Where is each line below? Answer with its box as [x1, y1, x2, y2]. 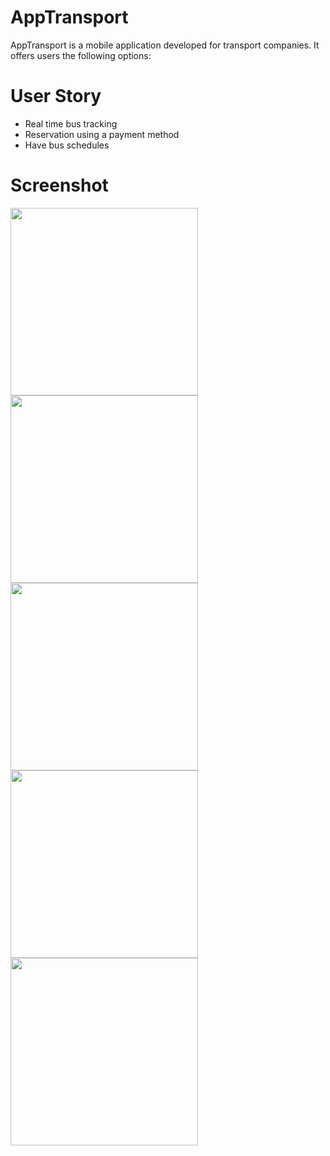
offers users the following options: [10, 49, 152, 61]
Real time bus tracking [24, 117, 118, 130]
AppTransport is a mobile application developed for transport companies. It [10, 39, 320, 51]
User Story [10, 85, 102, 108]
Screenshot [10, 174, 109, 197]
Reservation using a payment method [24, 128, 180, 140]
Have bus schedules [24, 139, 110, 151]
